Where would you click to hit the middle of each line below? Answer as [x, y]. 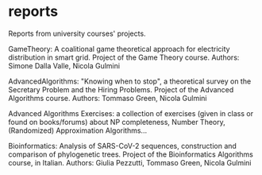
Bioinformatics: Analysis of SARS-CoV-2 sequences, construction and [122, 146]
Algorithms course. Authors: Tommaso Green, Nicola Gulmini [108, 98]
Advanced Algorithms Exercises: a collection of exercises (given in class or [131, 113]
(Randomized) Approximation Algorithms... [78, 130]
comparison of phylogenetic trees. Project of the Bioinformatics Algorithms [131, 154]
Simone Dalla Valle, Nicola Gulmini [64, 65]
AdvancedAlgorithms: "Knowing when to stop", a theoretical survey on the [130, 81]
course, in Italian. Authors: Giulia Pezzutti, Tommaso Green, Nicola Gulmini [130, 162]
